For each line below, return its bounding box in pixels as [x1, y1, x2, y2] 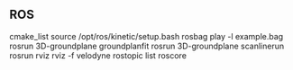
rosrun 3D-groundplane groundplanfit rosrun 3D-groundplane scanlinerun [9, 40, 285, 51]
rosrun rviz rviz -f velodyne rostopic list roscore [9, 49, 188, 61]
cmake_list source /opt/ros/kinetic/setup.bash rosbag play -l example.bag [9, 31, 284, 41]
